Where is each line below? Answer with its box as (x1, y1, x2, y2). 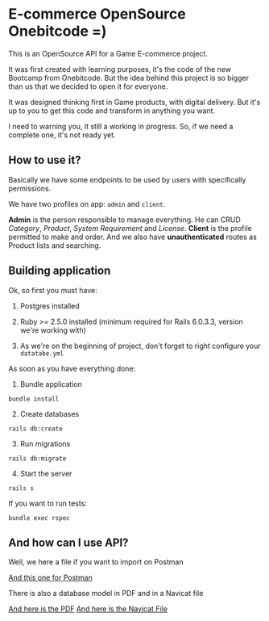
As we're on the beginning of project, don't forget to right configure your (19, 341, 262, 350)
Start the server (19, 468, 72, 478)
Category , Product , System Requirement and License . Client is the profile (8, 223, 252, 233)
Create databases (19, 409, 80, 418)
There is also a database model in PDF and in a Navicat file (8, 589, 204, 598)
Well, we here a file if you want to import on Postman (8, 557, 184, 567)
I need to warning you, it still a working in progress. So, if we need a (8, 121, 234, 131)
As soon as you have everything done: (8, 363, 136, 373)
